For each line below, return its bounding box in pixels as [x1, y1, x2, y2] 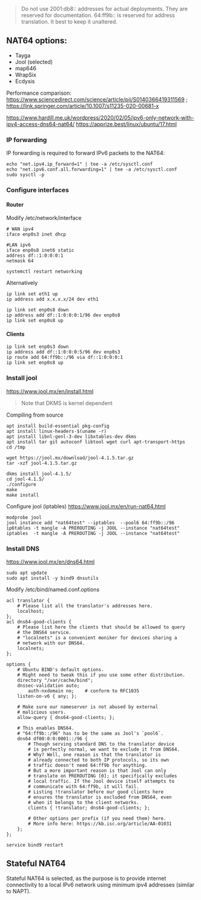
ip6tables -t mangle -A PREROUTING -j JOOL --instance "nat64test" [6, 525, 180, 531]
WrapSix [15, 71, 36, 78]
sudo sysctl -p [6, 172, 45, 178]
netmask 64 [6, 258, 34, 264]
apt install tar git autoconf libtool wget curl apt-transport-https [6, 438, 186, 445]
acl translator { [6, 598, 50, 604]
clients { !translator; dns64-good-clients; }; [28, 805, 150, 811]
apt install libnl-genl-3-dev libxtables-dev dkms [6, 434, 137, 440]
